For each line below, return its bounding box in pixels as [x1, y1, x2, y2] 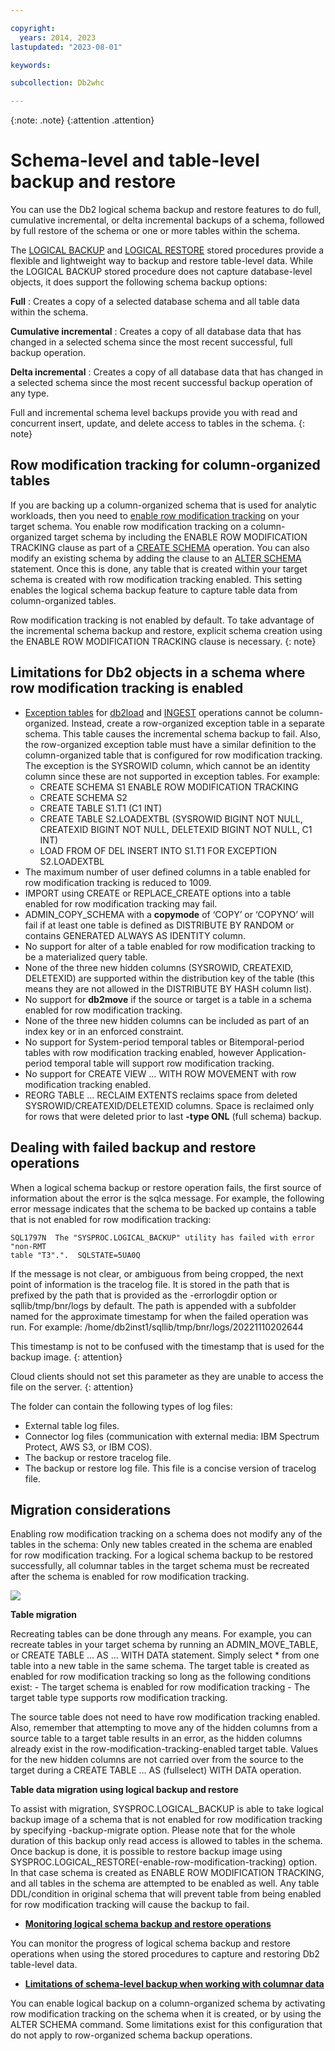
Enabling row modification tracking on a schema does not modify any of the [10, 1528, 323, 1540]
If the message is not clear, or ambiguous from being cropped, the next [10, 1267, 304, 1280]
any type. [10, 387, 50, 400]
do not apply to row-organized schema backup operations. [10, 2029, 253, 2041]
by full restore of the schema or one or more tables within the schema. [10, 225, 301, 237]
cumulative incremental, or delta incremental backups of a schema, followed [10, 214, 325, 226]
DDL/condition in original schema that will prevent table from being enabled [10, 1888, 322, 1900]
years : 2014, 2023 [19, 32, 97, 43]
